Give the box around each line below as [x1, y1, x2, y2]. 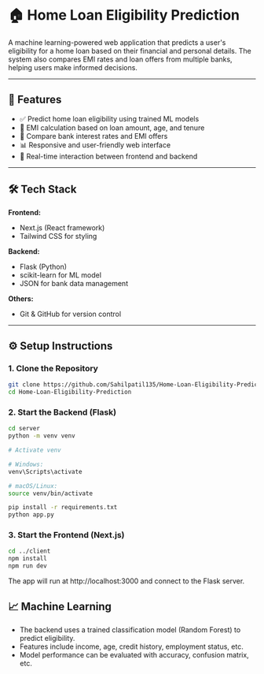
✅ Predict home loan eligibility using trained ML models [19, 114, 200, 123]
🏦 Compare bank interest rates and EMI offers [19, 131, 168, 140]
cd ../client [8, 547, 51, 556]
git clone [8, 381, 41, 389]
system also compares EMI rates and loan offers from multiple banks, [8, 54, 233, 64]
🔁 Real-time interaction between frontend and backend [19, 151, 198, 161]
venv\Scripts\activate [8, 467, 82, 475]
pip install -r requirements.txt [8, 504, 118, 512]
